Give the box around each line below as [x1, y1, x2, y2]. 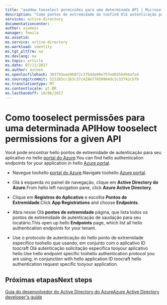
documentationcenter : [5, 21, 50, 26]
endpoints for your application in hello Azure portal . [5, 160, 110, 166]
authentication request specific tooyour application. [12, 261, 118, 267]
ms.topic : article [5, 58, 43, 63]
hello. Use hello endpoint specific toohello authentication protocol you [12, 251, 155, 257]
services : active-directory [5, 16, 64, 21]
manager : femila [5, 30, 39, 35]
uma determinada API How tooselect [5, 122, 158, 134]
